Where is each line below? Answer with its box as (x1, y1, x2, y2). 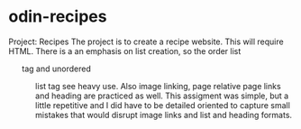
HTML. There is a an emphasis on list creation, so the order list (8, 45, 242, 56)
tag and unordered (21, 63, 91, 74)
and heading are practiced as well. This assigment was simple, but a (34, 90, 289, 101)
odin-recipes (8, 6, 107, 27)
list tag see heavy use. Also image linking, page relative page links (34, 80, 281, 91)
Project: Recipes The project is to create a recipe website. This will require (8, 36, 285, 47)
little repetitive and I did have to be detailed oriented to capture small (34, 99, 290, 110)
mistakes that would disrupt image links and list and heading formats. (34, 109, 293, 120)
